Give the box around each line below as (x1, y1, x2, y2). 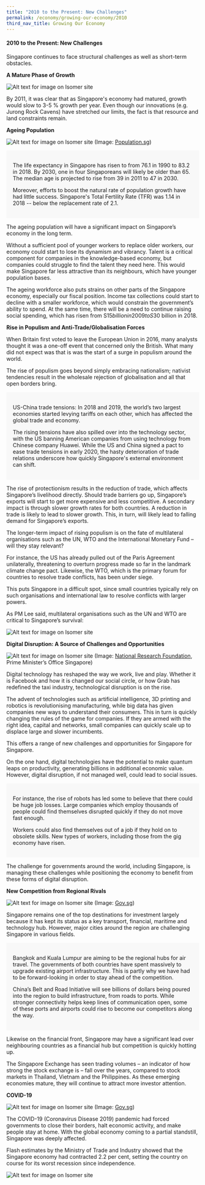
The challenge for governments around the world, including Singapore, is (6, 863, 191, 870)
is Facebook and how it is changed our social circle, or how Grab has (6, 677, 181, 684)
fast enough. (12, 814, 45, 822)
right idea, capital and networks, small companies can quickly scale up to (6, 721, 192, 729)
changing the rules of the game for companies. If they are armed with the (6, 715, 192, 722)
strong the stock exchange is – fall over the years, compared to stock (6, 1066, 181, 1074)
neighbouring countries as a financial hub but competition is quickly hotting (6, 1041, 197, 1049)
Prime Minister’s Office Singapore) (6, 658, 93, 666)
